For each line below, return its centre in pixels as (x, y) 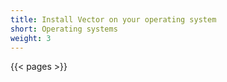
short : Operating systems (64, 29)
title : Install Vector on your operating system (113, 19)
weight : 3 (31, 38)
